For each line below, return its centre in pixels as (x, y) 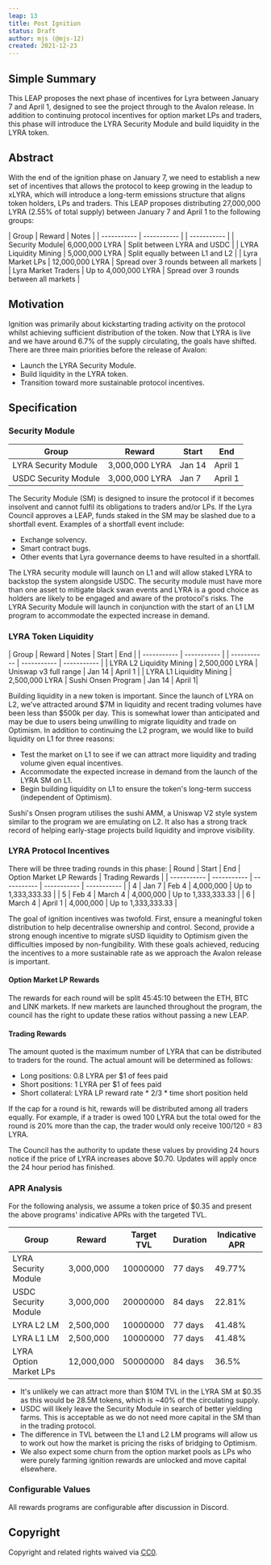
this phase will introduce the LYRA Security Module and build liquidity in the (134, 124)
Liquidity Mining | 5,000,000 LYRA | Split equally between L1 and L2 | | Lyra (133, 253)
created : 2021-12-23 (43, 46)
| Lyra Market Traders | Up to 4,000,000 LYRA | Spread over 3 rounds (124, 270)
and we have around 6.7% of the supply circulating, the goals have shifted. (133, 341)
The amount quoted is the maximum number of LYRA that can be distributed (135, 1052)
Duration (190, 1239)
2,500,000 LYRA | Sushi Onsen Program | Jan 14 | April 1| (104, 680)
